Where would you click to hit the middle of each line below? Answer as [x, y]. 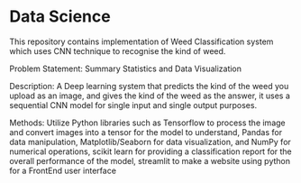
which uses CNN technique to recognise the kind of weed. [118, 50]
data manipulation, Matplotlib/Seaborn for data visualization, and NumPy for [150, 142]
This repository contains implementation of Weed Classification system [141, 41]
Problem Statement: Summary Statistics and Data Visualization [125, 69]
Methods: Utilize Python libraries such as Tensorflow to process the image [147, 123]
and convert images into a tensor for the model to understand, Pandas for [146, 132]
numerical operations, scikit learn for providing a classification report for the [151, 151]
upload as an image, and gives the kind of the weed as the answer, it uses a [150, 96]
